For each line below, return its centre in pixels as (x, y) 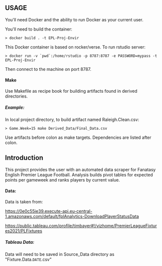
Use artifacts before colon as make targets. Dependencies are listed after (78, 137)
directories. (16, 96)
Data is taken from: (24, 202)
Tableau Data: (20, 242)
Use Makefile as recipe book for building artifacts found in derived (71, 91)
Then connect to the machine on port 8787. (48, 69)
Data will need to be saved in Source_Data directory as (60, 254)
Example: (15, 107)
